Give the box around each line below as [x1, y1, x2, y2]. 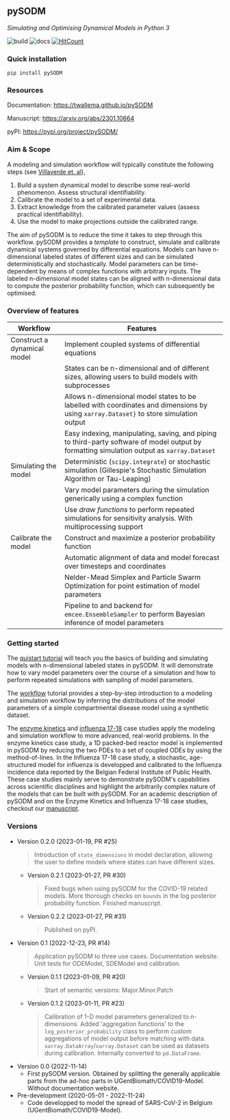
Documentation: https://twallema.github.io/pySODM [7, 101, 153, 109]
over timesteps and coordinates [64, 561, 166, 571]
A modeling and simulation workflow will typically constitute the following [7, 160, 214, 169]
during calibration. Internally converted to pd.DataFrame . [44, 1049, 202, 1057]
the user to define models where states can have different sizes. [34, 857, 216, 866]
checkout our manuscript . [7, 805, 80, 813]
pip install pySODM [7, 70, 63, 77]
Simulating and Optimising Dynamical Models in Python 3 [7, 23, 170, 32]
